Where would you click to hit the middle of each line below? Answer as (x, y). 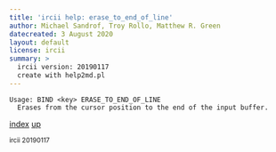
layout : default (39, 42)
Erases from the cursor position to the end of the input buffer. (143, 108)
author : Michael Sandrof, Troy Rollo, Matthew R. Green (115, 26)
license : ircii (37, 51)
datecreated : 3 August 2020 (61, 34)
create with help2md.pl (61, 76)
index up (25, 124)
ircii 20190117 (30, 140)
